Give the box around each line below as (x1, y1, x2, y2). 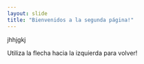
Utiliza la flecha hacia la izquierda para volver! (7, 49, 138, 57)
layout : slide (7, 10, 48, 17)
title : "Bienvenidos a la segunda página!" (7, 17, 134, 23)
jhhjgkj (7, 35, 26, 43)
